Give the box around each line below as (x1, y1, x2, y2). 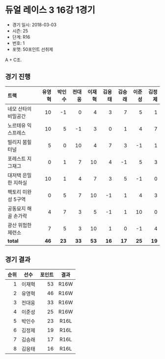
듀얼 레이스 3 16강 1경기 (5, 4, 96, 16)
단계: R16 (12, 34, 30, 40)
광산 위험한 (7, 222, 32, 228)
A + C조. (5, 57, 22, 63)
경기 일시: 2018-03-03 (12, 22, 56, 28)
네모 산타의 (7, 105, 32, 112)
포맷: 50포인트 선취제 (12, 46, 53, 52)
